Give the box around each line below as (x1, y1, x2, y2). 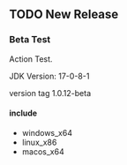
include (9, 108, 38, 118)
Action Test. (9, 53, 53, 64)
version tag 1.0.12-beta (9, 87, 92, 98)
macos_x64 (21, 146, 64, 157)
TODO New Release (9, 7, 119, 22)
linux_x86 (21, 137, 57, 147)
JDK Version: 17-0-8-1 (9, 71, 90, 81)
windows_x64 (21, 127, 73, 138)
